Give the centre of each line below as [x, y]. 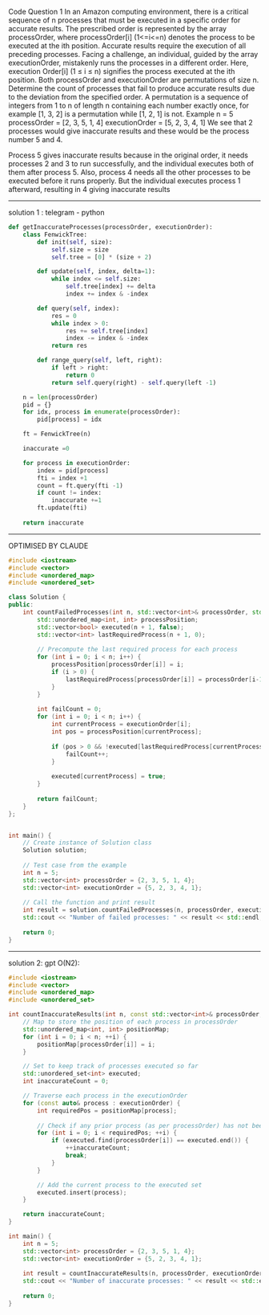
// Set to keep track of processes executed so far [110, 1066]
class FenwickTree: [55, 235]
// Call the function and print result [89, 903]
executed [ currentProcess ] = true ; [108, 777]
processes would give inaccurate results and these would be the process [129, 131]
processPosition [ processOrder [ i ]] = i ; [117, 665]
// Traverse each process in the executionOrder [105, 1096]
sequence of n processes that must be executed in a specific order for [124, 20]
